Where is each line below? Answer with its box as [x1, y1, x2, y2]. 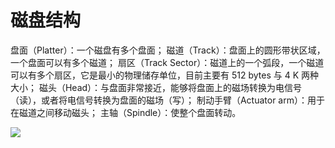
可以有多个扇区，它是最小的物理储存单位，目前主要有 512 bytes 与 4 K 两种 [10, 69, 319, 81]
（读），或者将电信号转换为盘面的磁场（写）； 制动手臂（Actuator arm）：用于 [10, 94, 325, 106]
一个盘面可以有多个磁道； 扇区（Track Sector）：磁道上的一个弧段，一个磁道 [10, 56, 325, 68]
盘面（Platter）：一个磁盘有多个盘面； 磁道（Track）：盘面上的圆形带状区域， [10, 44, 326, 56]
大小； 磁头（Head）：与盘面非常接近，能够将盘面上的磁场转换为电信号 [10, 81, 303, 93]
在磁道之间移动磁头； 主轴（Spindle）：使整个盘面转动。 [10, 106, 242, 118]
